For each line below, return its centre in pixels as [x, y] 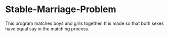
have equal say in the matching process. [47, 28]
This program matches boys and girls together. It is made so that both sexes [85, 23]
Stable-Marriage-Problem [61, 9]
